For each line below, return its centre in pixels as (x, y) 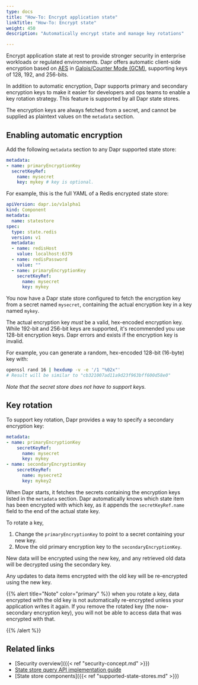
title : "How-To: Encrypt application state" (62, 17)
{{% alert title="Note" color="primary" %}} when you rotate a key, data (93, 594)
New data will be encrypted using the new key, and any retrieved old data (96, 558)
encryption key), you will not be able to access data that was (108, 612)
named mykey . (23, 311)
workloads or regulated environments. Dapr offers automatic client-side (93, 62)
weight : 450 (21, 28)
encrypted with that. (31, 619)
